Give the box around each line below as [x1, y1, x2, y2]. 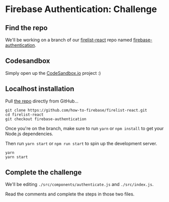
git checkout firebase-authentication [5, 117, 87, 122]
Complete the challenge [5, 168, 82, 177]
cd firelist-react [5, 112, 44, 117]
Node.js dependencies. [5, 131, 54, 137]
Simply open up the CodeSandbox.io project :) [5, 70, 101, 76]
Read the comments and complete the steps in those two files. [5, 191, 135, 197]
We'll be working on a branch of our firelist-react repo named [5, 37, 132, 43]
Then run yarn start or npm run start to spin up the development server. [5, 140, 157, 146]
